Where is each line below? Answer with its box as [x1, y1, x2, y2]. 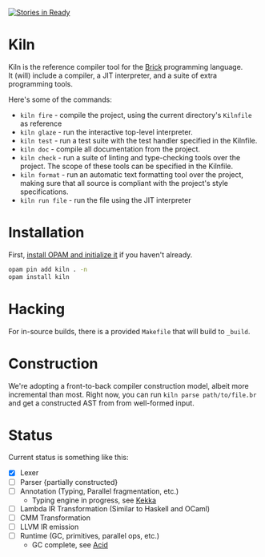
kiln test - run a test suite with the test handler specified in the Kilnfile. [19, 135, 258, 145]
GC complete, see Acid [31, 539, 108, 549]
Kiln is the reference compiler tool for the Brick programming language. [8, 62, 243, 71]
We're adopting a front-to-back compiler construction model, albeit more [8, 381, 250, 390]
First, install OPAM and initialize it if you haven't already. [8, 249, 193, 260]
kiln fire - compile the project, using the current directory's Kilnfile [19, 110, 252, 119]
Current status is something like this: [8, 453, 129, 462]
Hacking [8, 300, 66, 318]
